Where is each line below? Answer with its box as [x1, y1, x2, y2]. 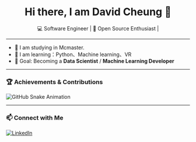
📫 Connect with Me [6, 114, 64, 122]
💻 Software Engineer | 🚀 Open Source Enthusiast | [37, 25, 159, 32]
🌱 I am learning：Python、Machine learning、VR [14, 51, 132, 58]
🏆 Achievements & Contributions [6, 78, 103, 86]
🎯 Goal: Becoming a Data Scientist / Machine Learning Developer [14, 57, 174, 64]
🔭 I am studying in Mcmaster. [14, 44, 85, 51]
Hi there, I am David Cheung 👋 [24, 5, 172, 19]
